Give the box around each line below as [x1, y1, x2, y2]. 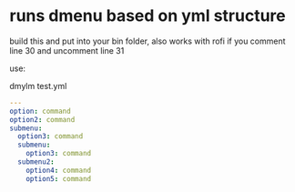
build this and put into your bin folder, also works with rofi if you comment [9, 35, 286, 46]
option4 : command [25, 166, 92, 175]
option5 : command [25, 174, 92, 183]
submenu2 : [17, 157, 55, 167]
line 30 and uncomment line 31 [9, 45, 125, 56]
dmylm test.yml [9, 80, 67, 91]
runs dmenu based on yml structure [9, 5, 286, 26]
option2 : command [9, 115, 76, 124]
